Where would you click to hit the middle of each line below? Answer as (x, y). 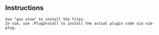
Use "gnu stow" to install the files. (45, 19)
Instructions (24, 8)
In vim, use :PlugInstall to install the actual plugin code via (74, 23)
